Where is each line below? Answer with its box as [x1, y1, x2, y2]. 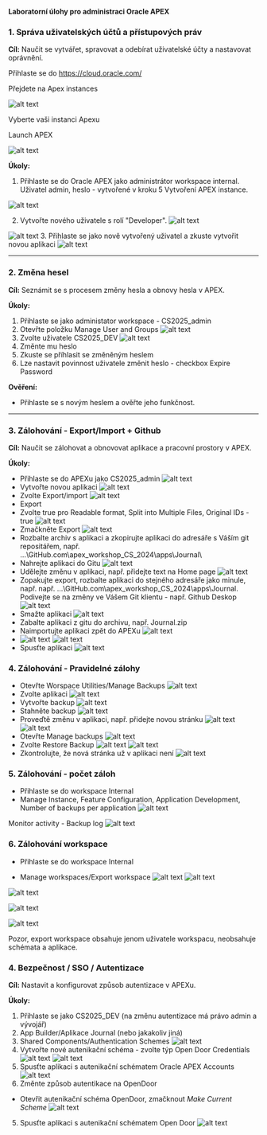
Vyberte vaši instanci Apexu [8, 115, 100, 124]
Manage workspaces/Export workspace [19, 872, 151, 882]
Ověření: [8, 382, 38, 392]
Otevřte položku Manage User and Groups [19, 324, 159, 333]
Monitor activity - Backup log [8, 819, 103, 829]
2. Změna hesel [8, 267, 69, 278]
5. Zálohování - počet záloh [8, 768, 116, 779]
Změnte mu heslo [19, 341, 77, 351]
